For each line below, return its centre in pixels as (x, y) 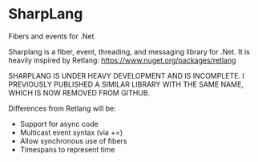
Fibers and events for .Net (51, 36)
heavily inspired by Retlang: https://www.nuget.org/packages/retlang (122, 60)
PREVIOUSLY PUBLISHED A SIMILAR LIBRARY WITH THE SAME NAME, (126, 84)
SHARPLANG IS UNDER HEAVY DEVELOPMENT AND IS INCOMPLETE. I (126, 75)
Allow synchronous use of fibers (73, 140)
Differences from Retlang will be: (62, 108)
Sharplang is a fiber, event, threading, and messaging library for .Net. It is (129, 51)
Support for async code (59, 124)
